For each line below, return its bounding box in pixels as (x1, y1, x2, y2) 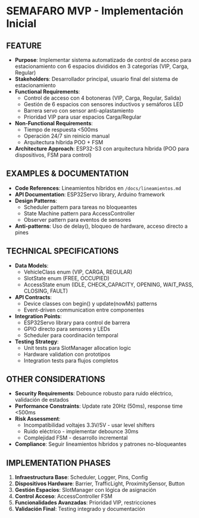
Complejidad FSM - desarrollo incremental (23, 434, 128, 442)
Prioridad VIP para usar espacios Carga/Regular (23, 113, 142, 120)
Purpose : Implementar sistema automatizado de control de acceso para (14, 57, 192, 63)
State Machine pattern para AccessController (23, 210, 135, 217)
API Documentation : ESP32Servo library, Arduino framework (14, 191, 165, 198)
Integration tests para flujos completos (23, 356, 119, 364)
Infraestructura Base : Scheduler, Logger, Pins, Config (14, 474, 148, 481)
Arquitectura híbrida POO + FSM (23, 139, 103, 145)
